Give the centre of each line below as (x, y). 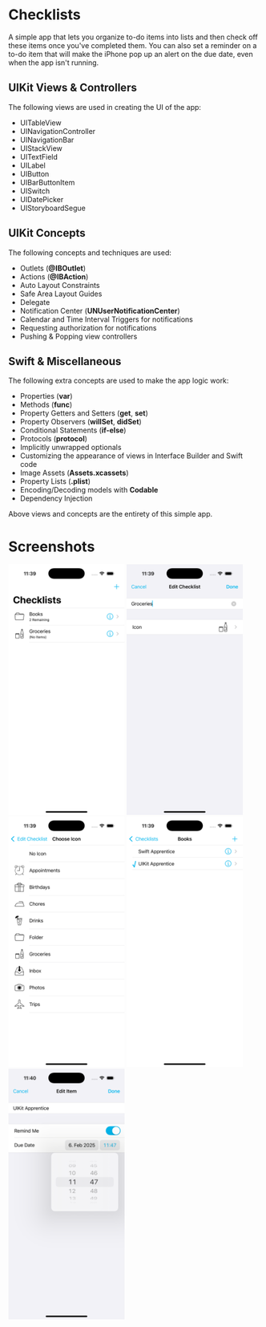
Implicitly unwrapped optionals (71, 448)
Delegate (35, 302)
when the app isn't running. (54, 63)
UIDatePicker (42, 199)
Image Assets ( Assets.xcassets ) (75, 473)
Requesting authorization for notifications (88, 327)
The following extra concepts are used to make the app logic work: (119, 381)
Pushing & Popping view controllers (79, 336)
